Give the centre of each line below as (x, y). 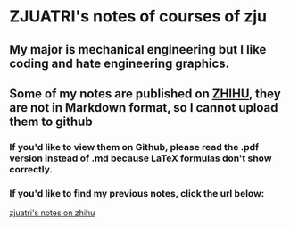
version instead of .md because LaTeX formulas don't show (141, 158)
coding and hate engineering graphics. (120, 63)
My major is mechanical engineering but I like (138, 50)
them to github (51, 121)
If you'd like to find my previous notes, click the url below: (137, 193)
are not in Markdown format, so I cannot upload (144, 108)
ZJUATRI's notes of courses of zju (138, 17)
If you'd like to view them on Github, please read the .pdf (134, 147)
